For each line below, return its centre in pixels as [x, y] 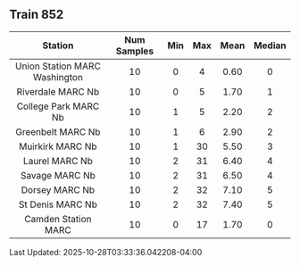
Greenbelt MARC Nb [58, 131]
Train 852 [37, 15]
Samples [135, 51]
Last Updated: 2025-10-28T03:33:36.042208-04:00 [106, 252]
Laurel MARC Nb [58, 161]
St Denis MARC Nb [58, 204]
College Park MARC [58, 106]
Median [270, 46]
